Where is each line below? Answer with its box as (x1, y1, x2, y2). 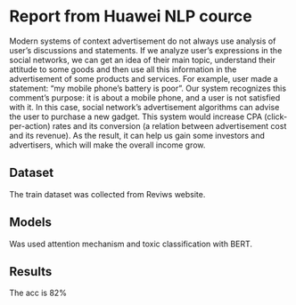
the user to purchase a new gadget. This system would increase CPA (9, 111, 263, 122)
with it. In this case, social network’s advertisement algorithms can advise (9, 101, 280, 112)
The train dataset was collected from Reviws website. (9, 189, 206, 199)
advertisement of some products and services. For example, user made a (9, 73, 278, 84)
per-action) (9, 120, 51, 131)
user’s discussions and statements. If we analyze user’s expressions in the (9, 44, 283, 55)
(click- (264, 111, 288, 122)
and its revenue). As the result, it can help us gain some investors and (9, 130, 266, 140)
